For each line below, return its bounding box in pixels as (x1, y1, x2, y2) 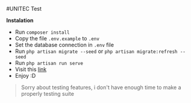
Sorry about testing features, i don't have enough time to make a (20, 84, 182, 91)
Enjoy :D (14, 72, 36, 79)
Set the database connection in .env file (14, 42, 114, 48)
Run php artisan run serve (14, 60, 83, 66)
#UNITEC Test (6, 5, 42, 12)
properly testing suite (20, 90, 74, 97)
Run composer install (14, 28, 70, 36)
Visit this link (14, 66, 47, 73)
